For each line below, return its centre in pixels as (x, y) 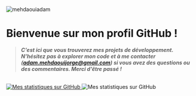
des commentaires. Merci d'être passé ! (71, 69)
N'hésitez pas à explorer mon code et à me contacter (88, 56)
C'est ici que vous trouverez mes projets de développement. (97, 49)
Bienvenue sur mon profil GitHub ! (92, 34)
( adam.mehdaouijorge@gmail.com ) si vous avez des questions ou (105, 63)
